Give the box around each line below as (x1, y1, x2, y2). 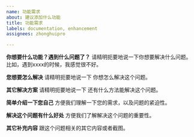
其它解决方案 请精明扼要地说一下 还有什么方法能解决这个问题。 (6, 86, 162, 93)
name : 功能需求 (6, 8, 41, 15)
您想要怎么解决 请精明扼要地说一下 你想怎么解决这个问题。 (6, 74, 151, 81)
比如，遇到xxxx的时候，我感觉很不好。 (6, 61, 102, 68)
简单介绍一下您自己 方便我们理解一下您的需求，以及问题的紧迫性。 (6, 99, 171, 106)
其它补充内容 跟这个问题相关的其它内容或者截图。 (6, 124, 129, 132)
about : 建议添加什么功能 (6, 14, 61, 20)
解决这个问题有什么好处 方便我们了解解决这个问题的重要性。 (6, 112, 154, 119)
